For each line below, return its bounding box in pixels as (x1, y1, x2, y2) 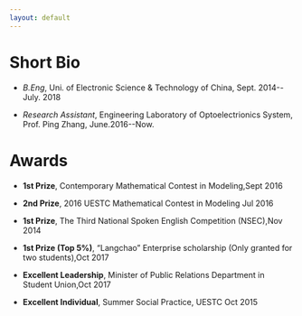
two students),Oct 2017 (22, 252, 109, 263)
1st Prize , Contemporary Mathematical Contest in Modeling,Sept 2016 (22, 180, 283, 191)
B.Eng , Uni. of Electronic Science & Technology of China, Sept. (22, 82, 257, 93)
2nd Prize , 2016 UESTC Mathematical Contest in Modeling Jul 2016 (22, 198, 274, 209)
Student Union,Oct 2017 (22, 279, 111, 290)
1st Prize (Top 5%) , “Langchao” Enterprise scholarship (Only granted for (22, 242, 293, 253)
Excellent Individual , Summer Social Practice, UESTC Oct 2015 (22, 296, 259, 307)
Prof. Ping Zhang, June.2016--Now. (22, 118, 155, 129)
